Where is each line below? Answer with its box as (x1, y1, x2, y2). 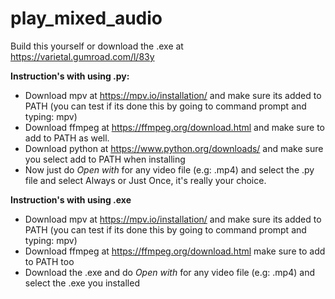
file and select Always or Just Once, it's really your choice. (24, 174, 267, 186)
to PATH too (24, 255, 75, 267)
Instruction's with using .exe (10, 193, 132, 206)
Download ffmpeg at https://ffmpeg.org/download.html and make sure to (24, 121, 325, 133)
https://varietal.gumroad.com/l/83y (10, 50, 155, 62)
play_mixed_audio (10, 7, 163, 30)
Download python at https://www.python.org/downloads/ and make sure (24, 142, 324, 154)
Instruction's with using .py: (10, 70, 130, 82)
